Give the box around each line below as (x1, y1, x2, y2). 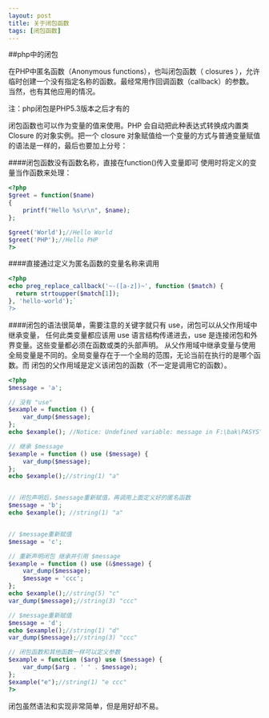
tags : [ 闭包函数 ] (8, 26, 62, 34)
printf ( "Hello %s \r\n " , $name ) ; (22, 206, 130, 214)
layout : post (8, 11, 52, 20)
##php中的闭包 (8, 50, 58, 59)
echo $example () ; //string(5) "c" (8, 590, 120, 598)
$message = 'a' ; (8, 383, 62, 391)
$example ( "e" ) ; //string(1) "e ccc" (8, 678, 127, 686)
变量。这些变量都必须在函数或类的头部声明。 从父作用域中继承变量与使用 (14, 340, 256, 350)
